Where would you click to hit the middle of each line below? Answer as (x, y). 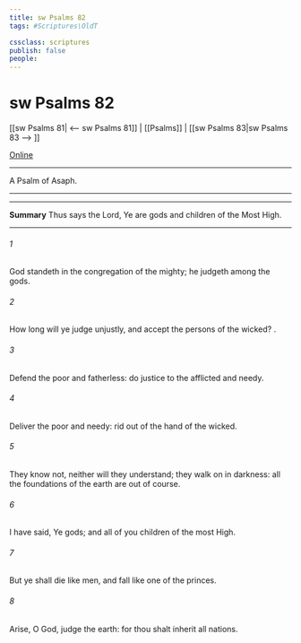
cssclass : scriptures (50, 42)
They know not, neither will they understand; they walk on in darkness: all (145, 474)
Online (21, 155)
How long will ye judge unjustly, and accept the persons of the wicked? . (143, 329)
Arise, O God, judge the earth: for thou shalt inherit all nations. (124, 629)
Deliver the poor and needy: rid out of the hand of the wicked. (123, 426)
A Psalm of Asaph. (43, 181)
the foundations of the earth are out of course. (95, 484)
